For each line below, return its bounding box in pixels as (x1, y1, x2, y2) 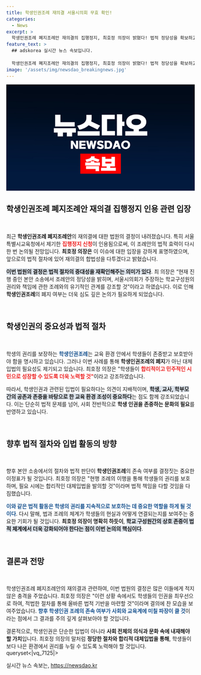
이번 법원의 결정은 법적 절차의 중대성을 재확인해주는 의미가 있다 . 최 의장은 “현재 (6, 268, 188, 275)
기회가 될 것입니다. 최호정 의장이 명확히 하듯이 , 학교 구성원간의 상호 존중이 (17, 518, 188, 525)
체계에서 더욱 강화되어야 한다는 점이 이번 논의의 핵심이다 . (12, 525, 144, 533)
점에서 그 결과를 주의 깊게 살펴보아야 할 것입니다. (17, 615, 130, 622)
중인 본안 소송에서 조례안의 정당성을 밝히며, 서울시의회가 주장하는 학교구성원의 (12, 275, 195, 282)
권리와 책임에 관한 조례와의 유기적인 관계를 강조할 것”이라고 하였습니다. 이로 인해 (6, 283, 194, 290)
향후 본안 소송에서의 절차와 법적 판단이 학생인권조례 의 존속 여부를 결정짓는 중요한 (6, 467, 195, 474)
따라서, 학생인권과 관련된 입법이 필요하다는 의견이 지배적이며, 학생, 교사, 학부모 (6, 385, 190, 393)
